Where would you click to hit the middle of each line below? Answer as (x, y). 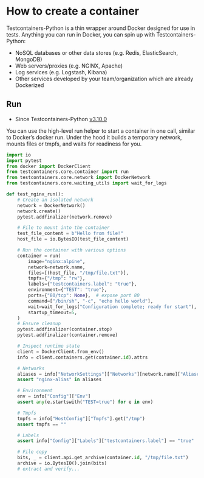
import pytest (24, 160)
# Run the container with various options (72, 250)
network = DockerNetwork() (51, 205)
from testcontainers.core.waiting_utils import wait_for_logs (87, 183)
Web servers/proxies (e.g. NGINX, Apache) (69, 66)
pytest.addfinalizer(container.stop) (65, 329)
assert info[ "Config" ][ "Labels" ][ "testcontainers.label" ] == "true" (106, 441)
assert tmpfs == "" (42, 424)
